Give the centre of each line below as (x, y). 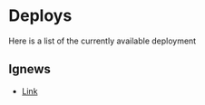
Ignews (30, 69)
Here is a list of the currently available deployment (102, 41)
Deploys (40, 16)
